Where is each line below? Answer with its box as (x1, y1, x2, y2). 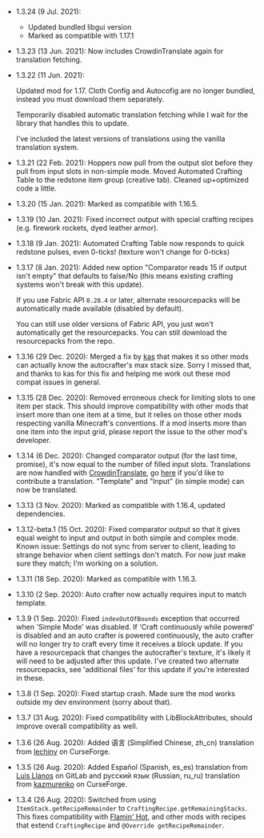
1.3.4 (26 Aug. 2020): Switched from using (15, 795, 157, 804)
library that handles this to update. (15, 119, 130, 127)
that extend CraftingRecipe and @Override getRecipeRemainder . (15, 820, 225, 830)
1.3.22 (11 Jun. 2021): (15, 71, 86, 79)
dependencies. (15, 509, 66, 518)
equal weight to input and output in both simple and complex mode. (15, 533, 238, 542)
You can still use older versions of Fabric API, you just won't (15, 320, 214, 328)
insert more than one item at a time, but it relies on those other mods (15, 410, 242, 419)
